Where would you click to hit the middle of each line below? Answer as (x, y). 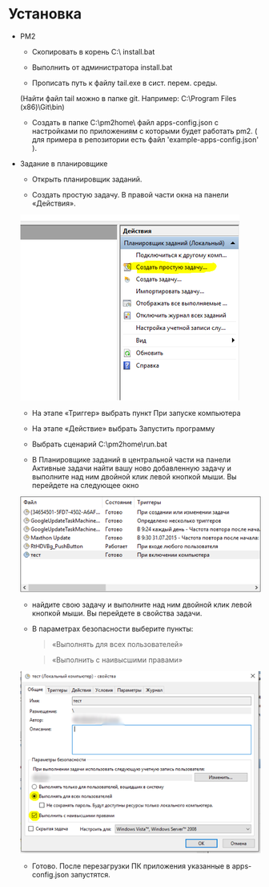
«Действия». (54, 203)
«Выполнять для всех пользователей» (117, 645)
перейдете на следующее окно (85, 485)
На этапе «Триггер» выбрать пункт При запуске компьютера (137, 413)
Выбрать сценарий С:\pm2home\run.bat (100, 444)
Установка (45, 14)
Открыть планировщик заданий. (87, 179)
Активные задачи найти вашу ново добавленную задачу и (132, 468)
